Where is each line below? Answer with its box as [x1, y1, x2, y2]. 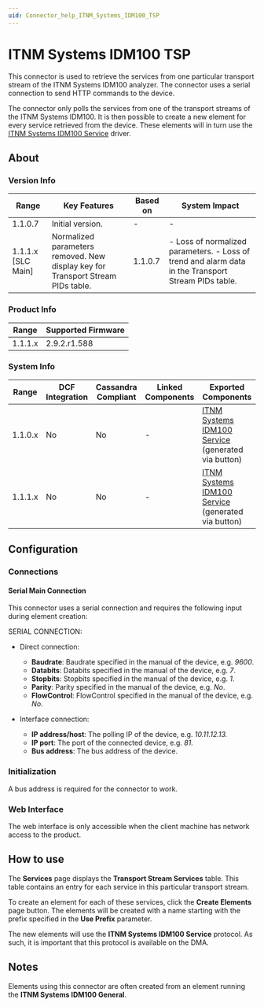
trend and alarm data [168, 256, 246, 267]
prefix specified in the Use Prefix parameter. [8, 914, 152, 924]
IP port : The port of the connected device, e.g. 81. [31, 738, 194, 748]
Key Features [63, 200, 114, 211]
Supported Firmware [46, 324, 126, 335]
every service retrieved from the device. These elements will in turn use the [8, 120, 253, 130]
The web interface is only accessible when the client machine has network [8, 821, 250, 831]
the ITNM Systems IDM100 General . [8, 990, 127, 999]
